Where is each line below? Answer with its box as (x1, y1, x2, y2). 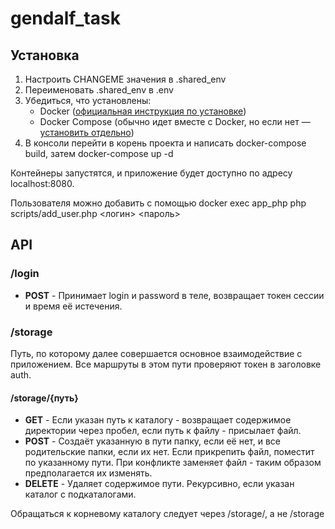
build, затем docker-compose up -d (24, 148, 174, 159)
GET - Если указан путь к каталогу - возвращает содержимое (24, 414, 292, 426)
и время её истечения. (24, 300, 123, 312)
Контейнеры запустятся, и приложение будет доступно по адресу (10, 167, 293, 179)
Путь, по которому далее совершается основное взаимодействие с (10, 347, 303, 359)
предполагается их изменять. (24, 467, 153, 479)
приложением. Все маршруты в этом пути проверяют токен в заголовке (10, 358, 322, 370)
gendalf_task (10, 7, 121, 30)
